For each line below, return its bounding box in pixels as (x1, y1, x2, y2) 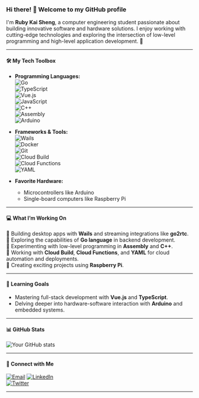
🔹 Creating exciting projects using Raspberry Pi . (6, 261, 124, 268)
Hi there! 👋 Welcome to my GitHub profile (6, 5, 127, 14)
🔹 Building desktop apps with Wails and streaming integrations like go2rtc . (6, 230, 189, 237)
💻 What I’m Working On (6, 214, 67, 222)
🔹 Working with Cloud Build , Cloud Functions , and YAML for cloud (6, 249, 170, 256)
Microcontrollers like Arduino (23, 189, 95, 196)
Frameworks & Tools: (14, 128, 68, 135)
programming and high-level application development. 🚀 (6, 38, 143, 45)
